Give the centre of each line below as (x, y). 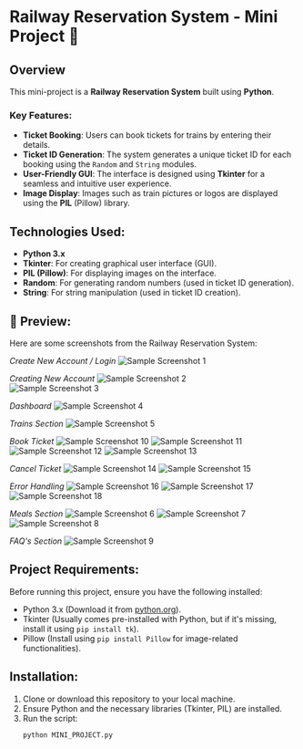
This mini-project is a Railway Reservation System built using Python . (142, 92)
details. (36, 145)
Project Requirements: (74, 570)
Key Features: (41, 115)
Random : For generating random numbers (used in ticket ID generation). (158, 283)
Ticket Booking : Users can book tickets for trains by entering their (147, 135)
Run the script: (50, 718)
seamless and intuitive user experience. (97, 183)
